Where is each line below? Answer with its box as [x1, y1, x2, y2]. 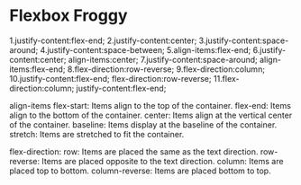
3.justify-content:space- [198, 35, 289, 46]
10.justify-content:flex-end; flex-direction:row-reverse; [9, 73, 212, 84]
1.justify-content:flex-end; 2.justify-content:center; [9, 35, 197, 46]
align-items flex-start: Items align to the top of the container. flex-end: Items [9, 100, 291, 110]
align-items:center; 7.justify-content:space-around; [68, 54, 259, 65]
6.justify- [252, 44, 287, 55]
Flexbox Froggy [9, 5, 128, 26]
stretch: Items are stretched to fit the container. [9, 128, 185, 139]
